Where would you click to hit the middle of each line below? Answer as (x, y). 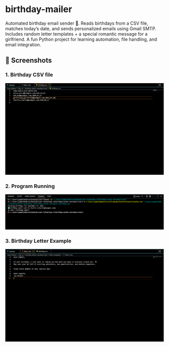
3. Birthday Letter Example (38, 241)
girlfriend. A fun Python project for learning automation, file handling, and (81, 39)
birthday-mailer (39, 9)
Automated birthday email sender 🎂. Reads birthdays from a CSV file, (77, 23)
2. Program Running (30, 186)
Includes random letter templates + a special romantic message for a (76, 34)
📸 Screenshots (29, 61)
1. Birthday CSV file (29, 75)
